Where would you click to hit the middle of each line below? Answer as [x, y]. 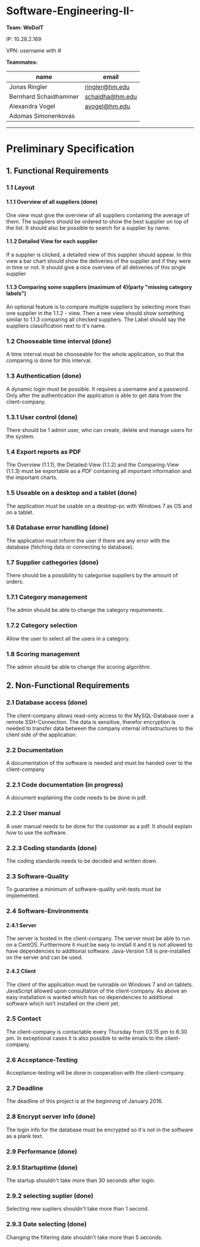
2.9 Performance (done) [42, 1151]
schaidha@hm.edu [111, 97]
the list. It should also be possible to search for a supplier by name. [88, 228]
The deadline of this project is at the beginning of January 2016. [85, 1101]
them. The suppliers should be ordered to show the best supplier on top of [97, 221]
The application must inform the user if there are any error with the [88, 540]
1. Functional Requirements [57, 171]
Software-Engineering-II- [70, 11]
